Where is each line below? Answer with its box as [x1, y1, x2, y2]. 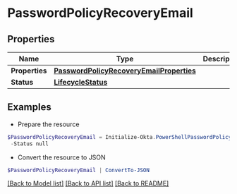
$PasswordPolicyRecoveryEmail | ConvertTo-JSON [7, 166, 150, 174]
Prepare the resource [17, 120, 80, 128]
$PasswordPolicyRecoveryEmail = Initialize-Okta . [7, 133, 157, 140]
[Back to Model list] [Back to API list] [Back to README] [7, 179, 169, 188]
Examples [7, 101, 51, 114]
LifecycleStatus [54, 78, 108, 87]
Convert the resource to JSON [17, 153, 106, 162]
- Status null [10, 140, 49, 147]
